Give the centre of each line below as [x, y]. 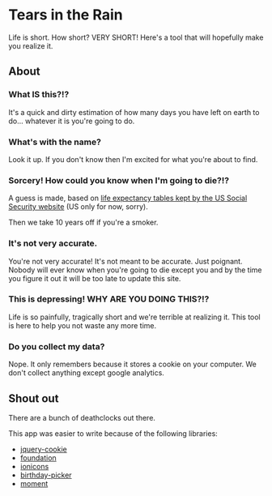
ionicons [34, 466]
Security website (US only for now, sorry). [78, 207]
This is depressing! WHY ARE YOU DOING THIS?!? [109, 299]
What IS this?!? [39, 95]
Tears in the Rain [66, 15]
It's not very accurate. [53, 243]
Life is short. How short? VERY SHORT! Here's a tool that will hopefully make [136, 37]
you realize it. [31, 45]
